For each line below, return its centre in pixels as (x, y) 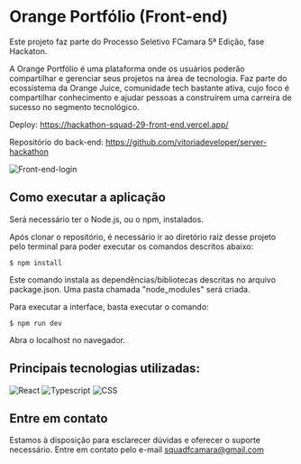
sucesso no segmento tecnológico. (74, 107)
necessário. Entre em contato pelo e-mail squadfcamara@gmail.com (137, 450)
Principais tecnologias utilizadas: (105, 369)
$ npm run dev (36, 323)
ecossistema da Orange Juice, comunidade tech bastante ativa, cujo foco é (150, 88)
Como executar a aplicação (88, 197)
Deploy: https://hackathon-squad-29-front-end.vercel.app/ (119, 125)
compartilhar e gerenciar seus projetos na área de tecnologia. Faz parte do (148, 78)
